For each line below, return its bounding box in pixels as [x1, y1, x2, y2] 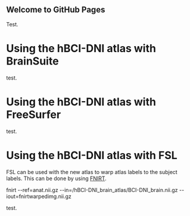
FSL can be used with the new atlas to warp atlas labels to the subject [6, 168, 177, 175]
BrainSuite [6, 54, 59, 68]
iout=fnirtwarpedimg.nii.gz [6, 193, 71, 200]
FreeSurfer [6, 108, 61, 121]
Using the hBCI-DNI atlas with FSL [6, 148, 177, 162]
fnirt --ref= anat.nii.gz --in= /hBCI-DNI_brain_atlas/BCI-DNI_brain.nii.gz [6, 186, 178, 193]
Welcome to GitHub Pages [6, 5, 105, 15]
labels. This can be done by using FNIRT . [6, 175, 107, 182]
